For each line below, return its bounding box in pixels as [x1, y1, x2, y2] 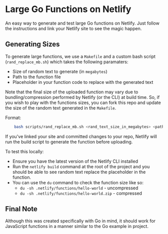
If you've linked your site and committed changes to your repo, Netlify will [5, 133, 157, 139]
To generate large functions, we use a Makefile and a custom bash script [5, 53, 156, 59]
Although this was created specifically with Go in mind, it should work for [5, 218, 156, 224]
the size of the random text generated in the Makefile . [5, 104, 116, 111]
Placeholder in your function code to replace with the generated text [12, 79, 153, 85]
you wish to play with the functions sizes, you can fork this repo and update [5, 99, 161, 105]
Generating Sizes [5, 40, 60, 49]
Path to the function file [12, 74, 61, 80]
